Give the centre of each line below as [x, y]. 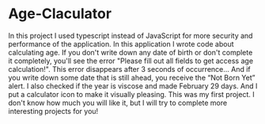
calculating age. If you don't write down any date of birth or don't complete [131, 52]
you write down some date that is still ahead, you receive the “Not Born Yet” [132, 77]
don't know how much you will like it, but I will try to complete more [118, 103]
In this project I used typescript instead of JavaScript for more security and [131, 36]
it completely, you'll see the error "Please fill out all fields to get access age [131, 61]
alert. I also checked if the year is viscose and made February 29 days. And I [133, 86]
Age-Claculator [60, 14]
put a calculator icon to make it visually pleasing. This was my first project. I [131, 94]
